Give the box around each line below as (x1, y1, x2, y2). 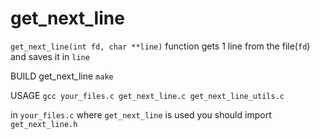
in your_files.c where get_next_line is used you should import (10, 108, 272, 121)
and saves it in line (10, 50, 90, 62)
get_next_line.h (10, 119, 78, 129)
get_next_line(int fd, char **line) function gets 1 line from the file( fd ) (10, 40, 311, 52)
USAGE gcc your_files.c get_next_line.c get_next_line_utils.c (10, 89, 285, 101)
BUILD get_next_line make (10, 70, 114, 82)
